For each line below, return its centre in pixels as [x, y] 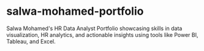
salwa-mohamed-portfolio [75, 11]
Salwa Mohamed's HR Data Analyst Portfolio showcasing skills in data [94, 28]
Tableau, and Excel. [31, 41]
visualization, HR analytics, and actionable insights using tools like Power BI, [102, 34]
